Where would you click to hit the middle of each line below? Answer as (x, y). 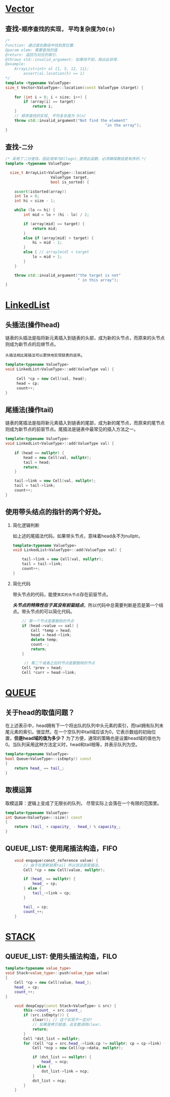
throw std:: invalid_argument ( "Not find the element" (71, 120)
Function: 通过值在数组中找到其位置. (40, 45)
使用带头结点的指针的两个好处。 (55, 512)
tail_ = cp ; (36, 907)
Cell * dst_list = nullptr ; (52, 1039)
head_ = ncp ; (55, 1062)
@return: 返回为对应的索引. (32, 55)
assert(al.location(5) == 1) (54, 74)
